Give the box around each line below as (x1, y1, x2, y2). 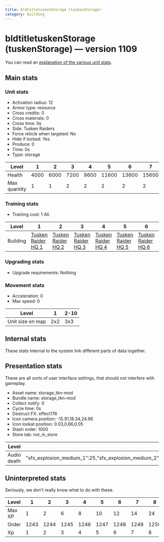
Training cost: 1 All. (12, 211, 50, 217)
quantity (7, 186, 27, 193)
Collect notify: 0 (12, 400, 45, 406)
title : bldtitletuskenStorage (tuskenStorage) (5, 7, 102, 12)
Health (7, 172, 23, 179)
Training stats (5, 201, 39, 207)
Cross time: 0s (12, 121, 41, 127)
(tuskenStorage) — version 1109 (5, 43, 138, 54)
